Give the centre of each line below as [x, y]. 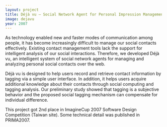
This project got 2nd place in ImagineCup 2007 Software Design [71, 110]
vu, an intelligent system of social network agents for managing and [75, 59]
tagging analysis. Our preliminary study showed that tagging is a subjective [82, 89]
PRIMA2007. [18, 120]
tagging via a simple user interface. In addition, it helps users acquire [76, 79]
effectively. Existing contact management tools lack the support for [74, 48]
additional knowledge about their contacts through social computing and [80, 84]
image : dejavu [20, 19]
